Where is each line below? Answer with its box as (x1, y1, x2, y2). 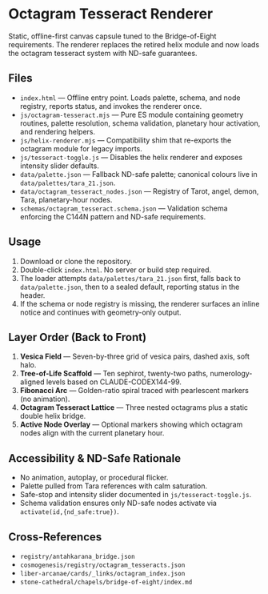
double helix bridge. (19, 411, 86, 421)
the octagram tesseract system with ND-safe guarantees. (8, 48, 198, 58)
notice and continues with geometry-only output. (19, 307, 182, 317)
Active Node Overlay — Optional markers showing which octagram (19, 419, 243, 429)
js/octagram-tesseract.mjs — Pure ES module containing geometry (19, 110, 244, 119)
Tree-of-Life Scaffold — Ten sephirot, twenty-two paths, (19, 369, 209, 379)
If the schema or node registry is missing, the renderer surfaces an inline (19, 299, 260, 308)
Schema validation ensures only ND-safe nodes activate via (19, 498, 218, 508)
